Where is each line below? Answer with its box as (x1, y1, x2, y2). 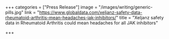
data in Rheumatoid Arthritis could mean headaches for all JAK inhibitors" (5, 20, 158, 26)
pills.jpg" (5, 9, 24, 15)
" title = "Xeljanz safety (116, 15, 164, 20)
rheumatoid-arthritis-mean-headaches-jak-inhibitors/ (5, 15, 117, 20)
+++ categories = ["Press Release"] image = (5, 4, 98, 10)
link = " (24, 9, 39, 15)
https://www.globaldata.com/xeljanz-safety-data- (39, 9, 143, 15)
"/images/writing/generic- (98, 4, 153, 10)
